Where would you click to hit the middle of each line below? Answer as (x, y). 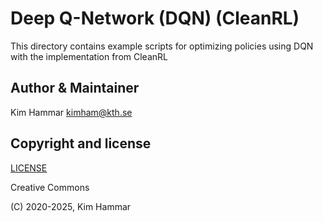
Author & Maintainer (75, 88)
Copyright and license (81, 143)
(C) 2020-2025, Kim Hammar (71, 206)
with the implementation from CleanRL (89, 56)
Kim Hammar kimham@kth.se (71, 112)
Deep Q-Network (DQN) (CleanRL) (155, 18)
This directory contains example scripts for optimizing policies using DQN (162, 46)
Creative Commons (50, 187)
